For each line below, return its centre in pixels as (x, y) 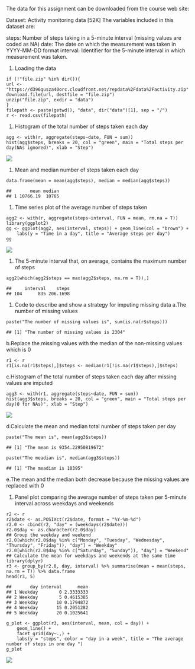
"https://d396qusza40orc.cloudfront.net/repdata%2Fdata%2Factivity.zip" (97, 90)
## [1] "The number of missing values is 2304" (66, 332)
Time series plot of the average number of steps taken (81, 207)
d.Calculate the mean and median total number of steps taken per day (91, 426)
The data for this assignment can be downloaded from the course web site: (98, 9)
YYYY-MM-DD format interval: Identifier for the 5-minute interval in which (96, 50)
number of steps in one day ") (45, 644)
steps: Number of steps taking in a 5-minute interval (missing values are (94, 38)
